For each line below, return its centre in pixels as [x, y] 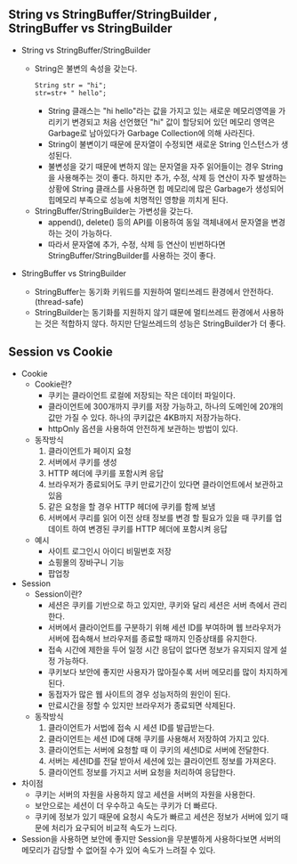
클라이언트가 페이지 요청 [89, 451]
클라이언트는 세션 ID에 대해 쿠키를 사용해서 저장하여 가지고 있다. [158, 738]
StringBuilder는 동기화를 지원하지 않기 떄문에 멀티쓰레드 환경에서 [147, 312]
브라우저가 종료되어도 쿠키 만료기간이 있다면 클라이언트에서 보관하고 [165, 484]
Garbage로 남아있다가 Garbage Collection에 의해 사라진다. [151, 133]
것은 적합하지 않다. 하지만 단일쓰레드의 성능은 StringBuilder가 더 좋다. [165, 323]
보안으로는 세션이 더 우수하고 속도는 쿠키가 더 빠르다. [126, 805]
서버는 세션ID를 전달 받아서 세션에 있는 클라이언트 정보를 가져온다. [162, 761]
